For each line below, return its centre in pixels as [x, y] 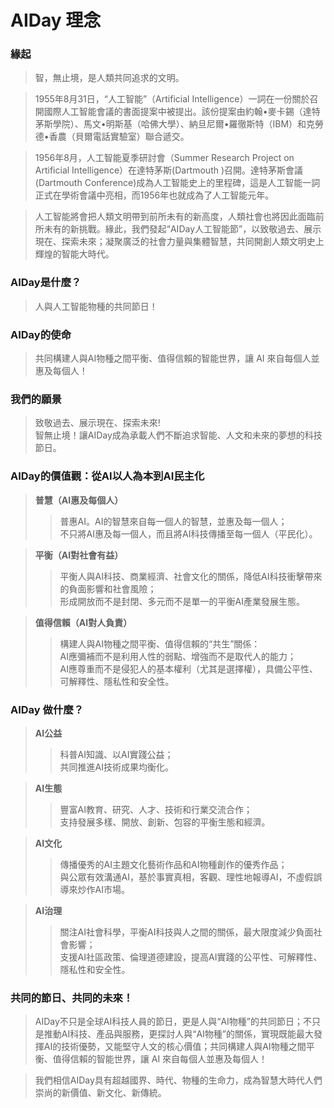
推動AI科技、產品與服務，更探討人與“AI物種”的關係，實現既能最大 [178, 1034]
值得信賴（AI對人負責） [83, 622]
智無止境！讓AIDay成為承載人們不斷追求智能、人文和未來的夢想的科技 [178, 435]
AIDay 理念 [56, 20]
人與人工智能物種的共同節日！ [96, 306]
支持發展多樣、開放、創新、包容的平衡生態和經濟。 [165, 822]
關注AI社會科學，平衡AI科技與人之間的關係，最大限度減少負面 [186, 932]
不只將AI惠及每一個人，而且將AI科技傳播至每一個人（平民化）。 [188, 533]
